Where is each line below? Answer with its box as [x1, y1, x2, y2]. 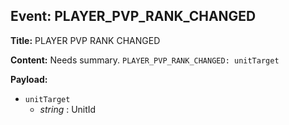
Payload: [10, 73, 48, 85]
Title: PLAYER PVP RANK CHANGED [10, 34, 161, 46]
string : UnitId [39, 103, 97, 115]
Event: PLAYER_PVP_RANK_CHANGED [10, 8, 257, 25]
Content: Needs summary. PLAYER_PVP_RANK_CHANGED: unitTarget [10, 54, 280, 66]
